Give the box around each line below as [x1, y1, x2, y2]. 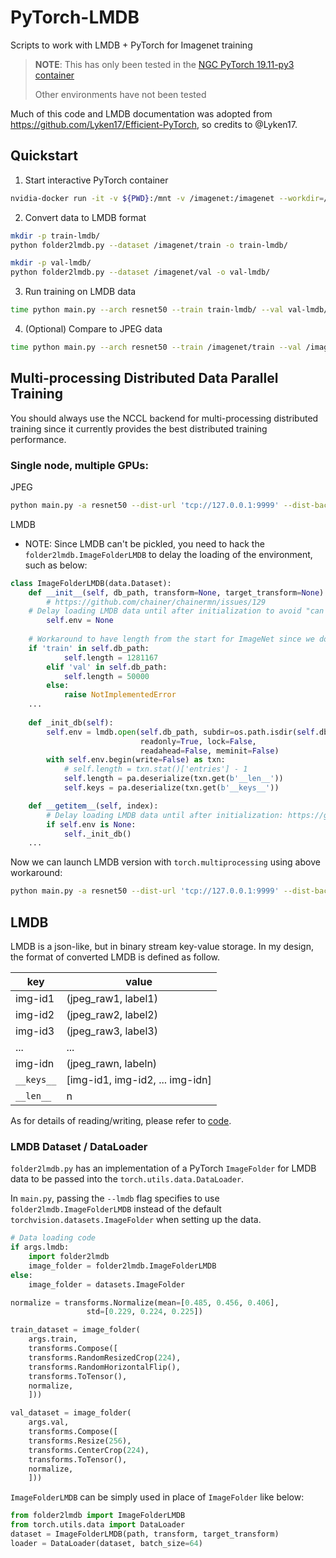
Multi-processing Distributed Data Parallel [10, 370, 279, 387]
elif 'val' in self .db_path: [46, 662, 168, 672]
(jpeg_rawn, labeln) [66, 1057, 158, 1071]
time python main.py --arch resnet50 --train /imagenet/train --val [10, 342, 302, 352]
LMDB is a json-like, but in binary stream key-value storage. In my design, [10, 941, 314, 953]
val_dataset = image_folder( [10, 1408, 132, 1418]
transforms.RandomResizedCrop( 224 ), [28, 1352, 182, 1363]
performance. [10, 433, 67, 445]
